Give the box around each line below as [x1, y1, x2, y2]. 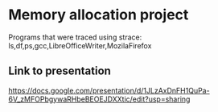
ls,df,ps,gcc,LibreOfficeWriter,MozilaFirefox [8, 40, 152, 50]
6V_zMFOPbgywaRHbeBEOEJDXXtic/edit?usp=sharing [8, 94, 191, 104]
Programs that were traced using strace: [8, 32, 142, 42]
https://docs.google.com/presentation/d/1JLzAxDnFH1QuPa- [8, 85, 211, 95]
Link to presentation [8, 64, 111, 78]
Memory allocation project [8, 6, 189, 24]
